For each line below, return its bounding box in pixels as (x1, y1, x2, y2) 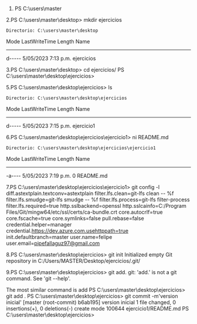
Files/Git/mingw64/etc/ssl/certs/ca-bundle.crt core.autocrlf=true (6, 208, 163, 215)
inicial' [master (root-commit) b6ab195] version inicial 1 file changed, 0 (6, 299, 176, 306)
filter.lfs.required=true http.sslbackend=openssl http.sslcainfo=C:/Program (6, 203, 186, 209)
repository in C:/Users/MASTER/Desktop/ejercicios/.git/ (6, 258, 141, 264)
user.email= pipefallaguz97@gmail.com (6, 240, 100, 247)
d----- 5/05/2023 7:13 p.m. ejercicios (6, 55, 96, 62)
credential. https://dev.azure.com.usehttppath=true (6, 227, 129, 234)
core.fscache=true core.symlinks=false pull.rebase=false (6, 215, 145, 222)
